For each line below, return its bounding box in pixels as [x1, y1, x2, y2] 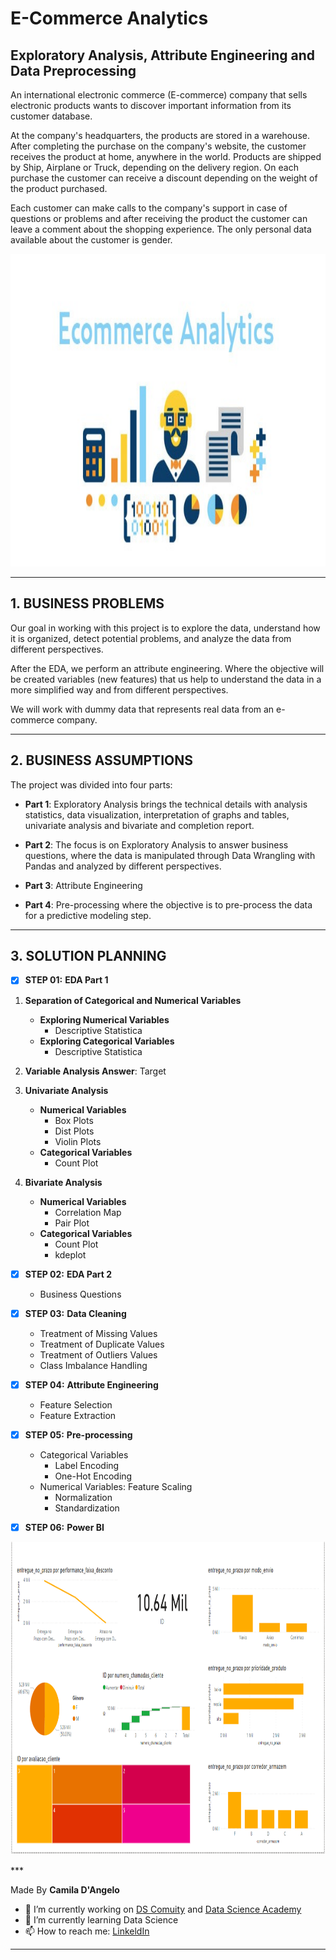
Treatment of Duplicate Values [39, 1338, 165, 1350]
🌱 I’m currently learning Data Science [24, 1913, 179, 1926]
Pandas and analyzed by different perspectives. [24, 860, 222, 872]
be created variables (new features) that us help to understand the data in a [10, 673, 322, 685]
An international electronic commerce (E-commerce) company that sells [10, 89, 308, 101]
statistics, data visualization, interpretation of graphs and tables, [24, 808, 290, 821]
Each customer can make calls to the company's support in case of [10, 202, 288, 214]
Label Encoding [54, 1459, 120, 1471]
